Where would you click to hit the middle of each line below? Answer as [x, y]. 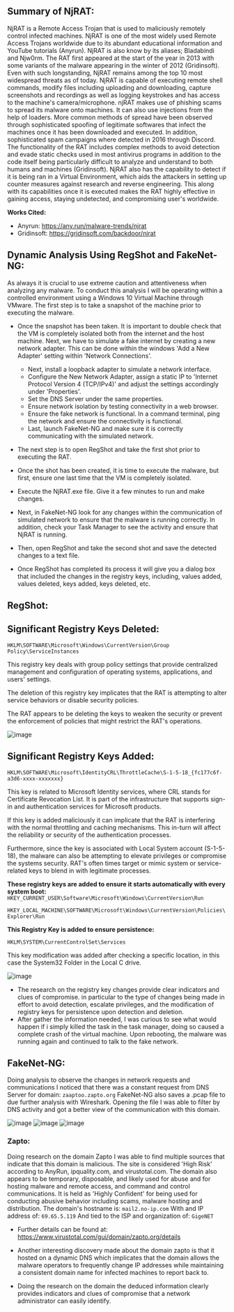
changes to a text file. [48, 555]
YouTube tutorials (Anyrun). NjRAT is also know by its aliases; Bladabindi [111, 50]
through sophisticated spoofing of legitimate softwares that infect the [107, 124]
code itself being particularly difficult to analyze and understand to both [110, 161]
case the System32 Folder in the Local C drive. [74, 963]
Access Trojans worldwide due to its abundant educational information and [115, 43]
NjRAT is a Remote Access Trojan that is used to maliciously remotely [107, 28]
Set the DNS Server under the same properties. [95, 399]
